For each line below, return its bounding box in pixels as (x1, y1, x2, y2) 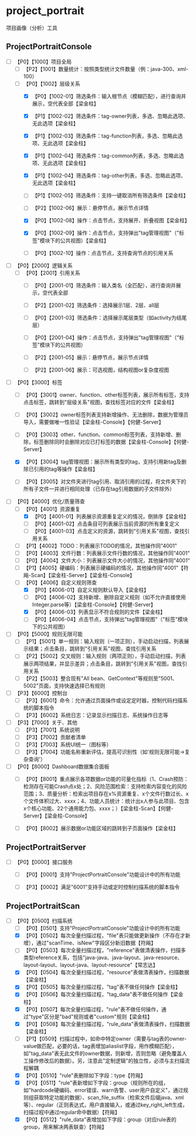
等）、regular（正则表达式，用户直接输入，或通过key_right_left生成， (23, 1101, 188, 1108)
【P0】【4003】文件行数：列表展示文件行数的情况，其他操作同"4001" (23, 549, 190, 557)
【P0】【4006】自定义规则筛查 (23, 579, 97, 586)
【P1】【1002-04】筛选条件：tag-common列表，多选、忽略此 (32, 152, 180, 159)
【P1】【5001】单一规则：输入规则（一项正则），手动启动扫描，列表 (23, 638, 184, 645)
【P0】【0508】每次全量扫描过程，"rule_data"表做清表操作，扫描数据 (23, 1020, 190, 1027)
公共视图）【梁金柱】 (60, 237, 109, 244)
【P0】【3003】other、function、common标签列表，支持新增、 (23, 431, 176, 438)
